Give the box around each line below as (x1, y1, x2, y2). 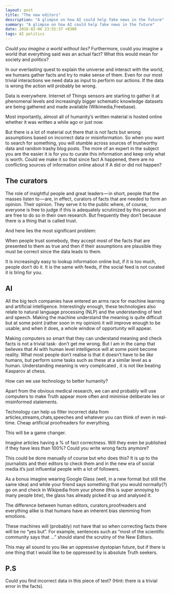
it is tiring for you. (5, 269, 43, 275)
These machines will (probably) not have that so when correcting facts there (5, 523, 167, 529)
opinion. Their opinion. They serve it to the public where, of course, (5, 201, 148, 207)
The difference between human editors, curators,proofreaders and (5, 502, 146, 508)
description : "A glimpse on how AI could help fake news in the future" (5, 17, 164, 22)
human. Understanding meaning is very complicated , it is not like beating (5, 362, 161, 368)
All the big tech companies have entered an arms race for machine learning (5, 298, 165, 304)
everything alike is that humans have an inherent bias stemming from (5, 507, 151, 514)
